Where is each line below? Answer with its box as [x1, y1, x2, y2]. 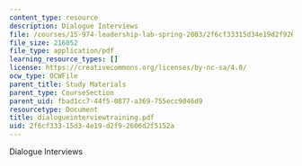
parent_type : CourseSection [9, 88, 115, 97]
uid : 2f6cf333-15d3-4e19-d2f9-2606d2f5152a [9, 122, 175, 131]
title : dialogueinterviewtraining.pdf [9, 113, 155, 122]
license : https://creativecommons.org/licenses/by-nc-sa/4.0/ [9, 64, 247, 73]
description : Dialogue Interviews [9, 22, 139, 31]
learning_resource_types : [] [9, 55, 119, 64]
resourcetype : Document [9, 105, 99, 114]
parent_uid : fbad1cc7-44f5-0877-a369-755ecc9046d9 [9, 96, 203, 106]
